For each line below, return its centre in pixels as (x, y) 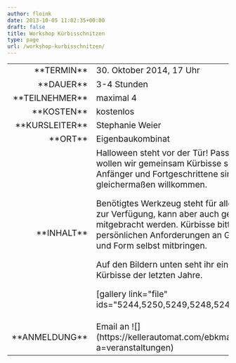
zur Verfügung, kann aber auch (158, 214)
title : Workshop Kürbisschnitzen (56, 33)
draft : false (26, 27)
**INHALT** (62, 233)
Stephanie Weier (129, 125)
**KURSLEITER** (52, 125)
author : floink (29, 14)
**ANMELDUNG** (50, 337)
